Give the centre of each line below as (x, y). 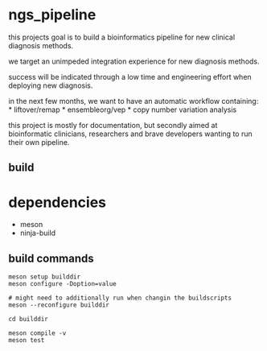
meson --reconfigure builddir (59, 305)
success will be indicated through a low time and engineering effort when (130, 76)
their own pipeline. (39, 142)
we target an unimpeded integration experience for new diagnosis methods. (134, 61)
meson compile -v (37, 333)
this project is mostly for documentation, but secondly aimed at (113, 125)
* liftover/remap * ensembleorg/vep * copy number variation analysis (123, 109)
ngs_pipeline (52, 15)
